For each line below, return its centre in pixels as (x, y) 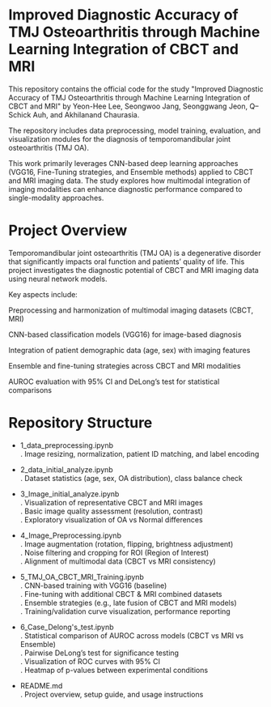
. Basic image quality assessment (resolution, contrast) (112, 511)
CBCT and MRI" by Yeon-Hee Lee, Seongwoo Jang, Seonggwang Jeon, (128, 106)
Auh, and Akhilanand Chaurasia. (86, 114)
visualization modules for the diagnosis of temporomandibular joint (120, 138)
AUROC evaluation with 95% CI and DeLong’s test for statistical (114, 381)
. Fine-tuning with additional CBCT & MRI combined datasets (121, 594)
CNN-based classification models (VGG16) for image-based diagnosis (125, 334)
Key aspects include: (43, 294)
